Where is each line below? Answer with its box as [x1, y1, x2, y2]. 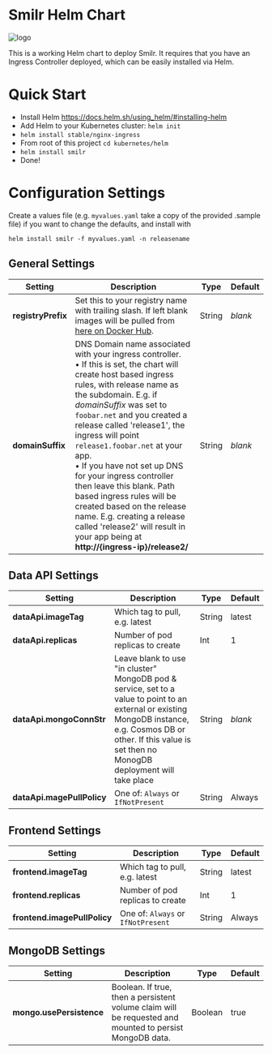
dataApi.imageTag [12, 611, 84, 622]
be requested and [111, 1012, 180, 1023]
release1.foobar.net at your [74, 440, 183, 451]
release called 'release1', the [74, 419, 185, 431]
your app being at [74, 531, 142, 542]
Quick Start [8, 85, 87, 104]
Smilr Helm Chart [8, 6, 126, 24]
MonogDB [114, 755, 153, 766]
